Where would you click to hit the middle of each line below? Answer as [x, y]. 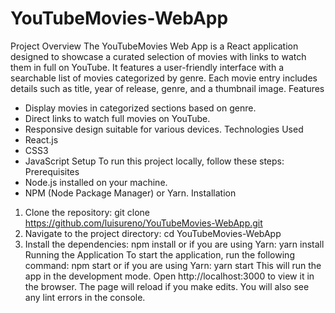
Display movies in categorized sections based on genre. [140, 108]
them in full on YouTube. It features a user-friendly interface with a [147, 67]
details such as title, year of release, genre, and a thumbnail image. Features [167, 88]
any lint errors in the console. [85, 297]
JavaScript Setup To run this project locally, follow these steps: [154, 161]
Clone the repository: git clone [87, 212]
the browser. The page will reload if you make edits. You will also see [167, 286]
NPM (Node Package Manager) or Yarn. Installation [130, 193]
